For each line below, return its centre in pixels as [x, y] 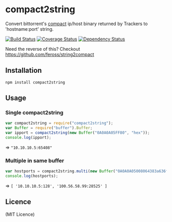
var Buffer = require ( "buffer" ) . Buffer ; [49, 128]
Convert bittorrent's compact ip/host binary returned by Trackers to [77, 24]
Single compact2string [35, 113]
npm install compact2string [35, 82]
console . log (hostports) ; [32, 176]
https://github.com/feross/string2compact [50, 54]
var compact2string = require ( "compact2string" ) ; [59, 123]
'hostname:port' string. [29, 29]
